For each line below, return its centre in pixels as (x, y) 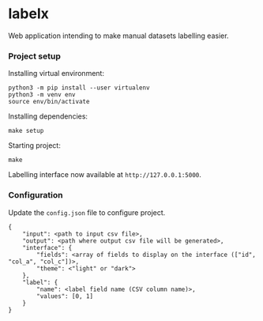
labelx (29, 14)
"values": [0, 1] (65, 296)
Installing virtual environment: (56, 74)
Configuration (36, 195)
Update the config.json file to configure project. (87, 212)
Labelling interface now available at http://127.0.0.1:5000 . (105, 175)
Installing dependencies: (48, 116)
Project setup (34, 56)
